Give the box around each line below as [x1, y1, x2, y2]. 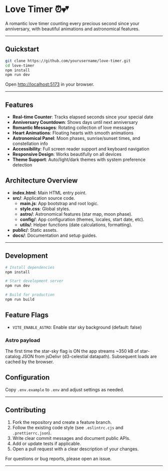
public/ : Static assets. [12, 227, 58, 233]
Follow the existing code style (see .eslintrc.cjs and [12, 424, 123, 430]
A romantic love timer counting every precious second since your [5, 20, 140, 26]
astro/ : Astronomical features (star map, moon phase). [19, 211, 132, 217]
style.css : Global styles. [19, 206, 70, 212]
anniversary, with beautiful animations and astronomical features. [5, 26, 140, 32]
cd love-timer [5, 63, 35, 68]
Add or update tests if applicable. [12, 440, 81, 446]
